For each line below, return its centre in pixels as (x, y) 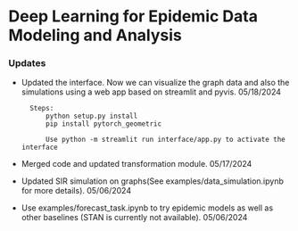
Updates (27, 63)
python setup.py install (91, 116)
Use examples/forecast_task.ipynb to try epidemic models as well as (147, 208)
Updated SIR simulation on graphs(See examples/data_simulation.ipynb (153, 181)
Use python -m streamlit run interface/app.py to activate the (166, 140)
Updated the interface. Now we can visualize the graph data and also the (155, 83)
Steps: (42, 109)
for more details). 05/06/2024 (76, 191)
